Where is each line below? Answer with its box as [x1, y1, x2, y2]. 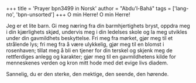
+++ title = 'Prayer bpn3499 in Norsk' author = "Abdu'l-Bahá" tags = [6, 5, 171, 12]
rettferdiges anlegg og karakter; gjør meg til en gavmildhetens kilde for [6, 53, 177, 60]
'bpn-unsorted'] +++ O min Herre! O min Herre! [16, 11, 130, 18]
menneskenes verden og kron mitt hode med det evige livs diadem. [6, 59, 169, 66]
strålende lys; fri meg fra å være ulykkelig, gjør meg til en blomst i [6, 41, 164, 48]
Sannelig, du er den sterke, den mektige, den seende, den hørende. [6, 71, 169, 77]
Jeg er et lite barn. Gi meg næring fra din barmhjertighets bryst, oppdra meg [6, 23, 190, 29]
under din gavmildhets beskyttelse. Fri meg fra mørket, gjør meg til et [6, 35, 173, 41]
